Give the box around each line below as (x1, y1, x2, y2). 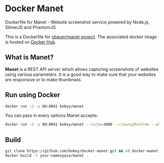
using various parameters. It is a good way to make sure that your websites (5, 71, 156, 77)
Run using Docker (5, 91, 60, 99)
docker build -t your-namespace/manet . (5, 153, 89, 158)
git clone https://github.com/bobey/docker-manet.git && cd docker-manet (5, 149, 159, 154)
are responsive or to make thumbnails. (5, 76, 82, 82)
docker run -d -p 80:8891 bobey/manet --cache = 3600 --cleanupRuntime (5, 122, 150, 127)
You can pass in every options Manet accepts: (5, 113, 98, 118)
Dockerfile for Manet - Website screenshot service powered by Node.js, (5, 19, 150, 25)
